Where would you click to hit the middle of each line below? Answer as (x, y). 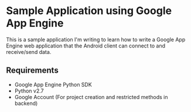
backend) (26, 103)
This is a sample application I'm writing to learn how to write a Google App (96, 39)
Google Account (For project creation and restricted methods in (91, 97)
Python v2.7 (29, 91)
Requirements (32, 71)
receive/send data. (29, 52)
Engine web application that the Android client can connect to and (86, 46)
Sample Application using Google (89, 11)
